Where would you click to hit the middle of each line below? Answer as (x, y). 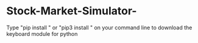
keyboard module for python (42, 33)
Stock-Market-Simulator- (72, 11)
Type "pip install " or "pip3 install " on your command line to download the (99, 27)
